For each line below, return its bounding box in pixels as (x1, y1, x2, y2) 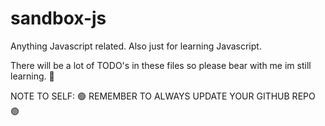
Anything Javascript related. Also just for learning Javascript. (10, 40, 262, 52)
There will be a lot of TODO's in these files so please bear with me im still (10, 59, 312, 71)
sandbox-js (10, 7, 107, 30)
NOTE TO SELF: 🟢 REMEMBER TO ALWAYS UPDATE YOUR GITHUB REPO (10, 90, 316, 102)
